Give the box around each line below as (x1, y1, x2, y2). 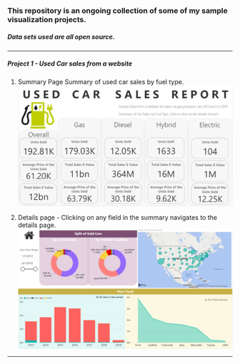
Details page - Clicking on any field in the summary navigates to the (17, 213, 218, 221)
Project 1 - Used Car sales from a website (7, 59, 133, 68)
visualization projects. (7, 14, 87, 24)
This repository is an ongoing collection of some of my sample (7, 6, 228, 16)
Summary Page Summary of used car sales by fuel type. (17, 77, 184, 86)
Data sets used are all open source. (7, 32, 116, 41)
